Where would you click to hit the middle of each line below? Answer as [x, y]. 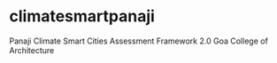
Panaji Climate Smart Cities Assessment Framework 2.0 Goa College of [138, 41]
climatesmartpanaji [82, 16]
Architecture [32, 50]
